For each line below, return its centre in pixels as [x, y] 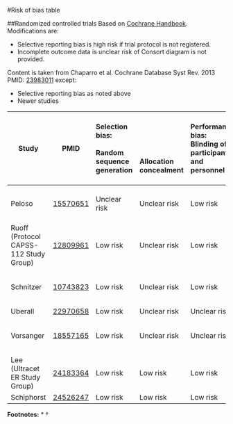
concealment [161, 170]
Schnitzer [26, 287]
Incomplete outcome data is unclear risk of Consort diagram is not [112, 52]
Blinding [204, 144]
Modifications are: [33, 31]
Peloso [22, 203]
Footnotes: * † [28, 414]
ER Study [26, 377]
